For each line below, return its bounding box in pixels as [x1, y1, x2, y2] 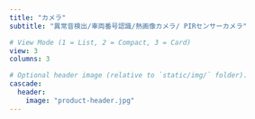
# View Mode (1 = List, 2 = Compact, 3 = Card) [9, 38, 192, 47]
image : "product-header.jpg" [25, 96, 135, 105]
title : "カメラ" [9, 13, 67, 23]
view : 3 [9, 46, 39, 55]
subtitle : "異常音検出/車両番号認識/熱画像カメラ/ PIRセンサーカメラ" [9, 22, 248, 31]
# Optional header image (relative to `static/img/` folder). [9, 71, 248, 80]
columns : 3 [9, 55, 50, 64]
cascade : [9, 79, 42, 88]
